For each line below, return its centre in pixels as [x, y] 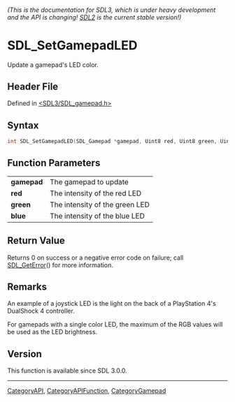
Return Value [36, 241]
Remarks [27, 287]
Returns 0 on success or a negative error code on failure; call [95, 258]
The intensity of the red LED [96, 193]
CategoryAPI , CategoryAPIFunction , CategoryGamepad [87, 391]
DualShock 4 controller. [41, 311]
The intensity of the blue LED [98, 216]
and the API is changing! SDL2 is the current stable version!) [94, 17]
